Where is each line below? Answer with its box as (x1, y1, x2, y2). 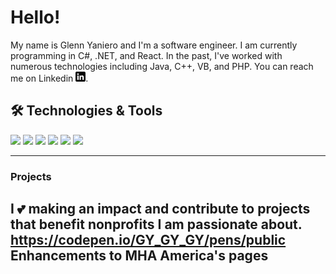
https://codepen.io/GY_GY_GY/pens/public (10, 232, 287, 249)
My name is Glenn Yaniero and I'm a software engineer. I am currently (10, 39, 298, 51)
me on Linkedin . (10, 72, 89, 84)
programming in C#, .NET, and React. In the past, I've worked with (10, 49, 283, 61)
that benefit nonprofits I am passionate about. (10, 216, 303, 233)
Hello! (10, 6, 61, 29)
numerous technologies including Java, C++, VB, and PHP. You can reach (10, 60, 314, 72)
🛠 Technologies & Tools (10, 102, 163, 120)
